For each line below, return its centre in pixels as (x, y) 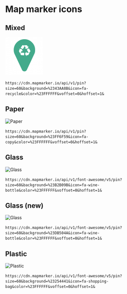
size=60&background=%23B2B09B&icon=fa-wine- (52, 185)
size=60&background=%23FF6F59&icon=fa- (47, 136)
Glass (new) (24, 206)
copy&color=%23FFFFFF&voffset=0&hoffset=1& (51, 142)
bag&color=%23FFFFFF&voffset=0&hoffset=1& (50, 287)
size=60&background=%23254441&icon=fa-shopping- (57, 281)
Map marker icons (44, 9)
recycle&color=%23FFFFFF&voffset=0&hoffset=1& (55, 94)
